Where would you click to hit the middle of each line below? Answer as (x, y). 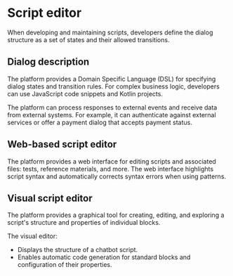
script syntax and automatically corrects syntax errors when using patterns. (117, 176)
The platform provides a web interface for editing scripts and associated (112, 161)
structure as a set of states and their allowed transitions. (88, 39)
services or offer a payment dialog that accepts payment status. (100, 122)
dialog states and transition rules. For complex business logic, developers (113, 86)
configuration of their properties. (65, 265)
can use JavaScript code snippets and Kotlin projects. (85, 93)
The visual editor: (32, 236)
